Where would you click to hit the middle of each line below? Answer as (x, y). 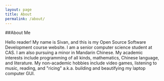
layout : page (18, 10)
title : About (18, 14)
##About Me (18, 33)
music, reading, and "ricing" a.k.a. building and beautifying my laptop (75, 68)
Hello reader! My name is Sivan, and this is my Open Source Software (76, 42)
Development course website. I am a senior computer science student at (79, 48)
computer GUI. (20, 74)
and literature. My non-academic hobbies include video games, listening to (81, 63)
